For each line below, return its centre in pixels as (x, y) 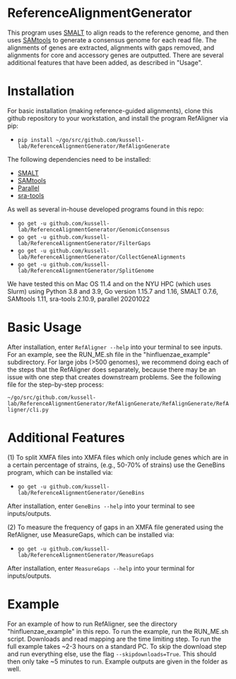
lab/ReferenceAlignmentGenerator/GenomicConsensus (94, 230)
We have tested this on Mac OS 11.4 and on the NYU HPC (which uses (109, 283)
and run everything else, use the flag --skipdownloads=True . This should (112, 654)
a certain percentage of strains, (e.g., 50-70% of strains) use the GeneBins (116, 465)
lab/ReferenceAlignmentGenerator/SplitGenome (85, 271)
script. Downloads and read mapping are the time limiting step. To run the (114, 639)
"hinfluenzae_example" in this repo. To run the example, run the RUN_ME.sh (118, 631)
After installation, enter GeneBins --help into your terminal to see (101, 506)
